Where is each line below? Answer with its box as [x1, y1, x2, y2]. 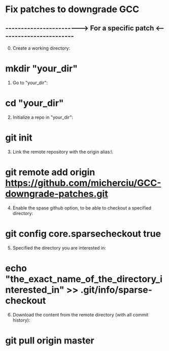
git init [5, 132, 33, 144]
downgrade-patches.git [5, 188, 108, 199]
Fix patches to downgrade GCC [5, 4, 140, 15]
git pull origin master [5, 335, 95, 346]
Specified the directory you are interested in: [12, 244, 107, 251]
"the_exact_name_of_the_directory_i [5, 273, 163, 285]
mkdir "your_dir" [5, 63, 78, 75]
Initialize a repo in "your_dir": [12, 114, 74, 120]
